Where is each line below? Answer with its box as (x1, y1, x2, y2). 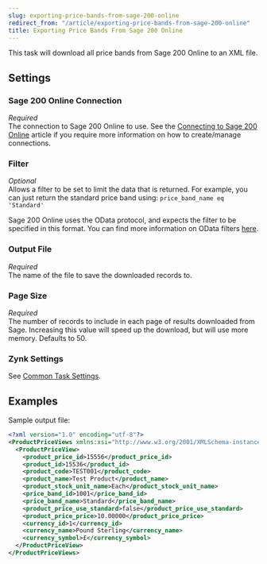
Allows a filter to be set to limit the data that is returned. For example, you (8, 184, 249, 195)
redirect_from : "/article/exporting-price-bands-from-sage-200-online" (8, 19, 250, 27)
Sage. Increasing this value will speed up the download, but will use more (8, 325, 249, 334)
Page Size (8, 290, 48, 301)
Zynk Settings (8, 353, 64, 364)
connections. (8, 138, 52, 148)
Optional (8, 176, 37, 186)
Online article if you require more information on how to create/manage (8, 130, 242, 140)
